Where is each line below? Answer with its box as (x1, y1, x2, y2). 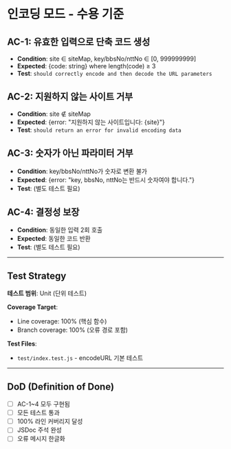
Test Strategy (7, 270, 67, 281)
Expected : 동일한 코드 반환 (16, 235, 91, 243)
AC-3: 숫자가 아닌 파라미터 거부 (7, 148, 134, 159)
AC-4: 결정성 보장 (7, 206, 80, 218)
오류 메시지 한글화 (16, 435, 65, 443)
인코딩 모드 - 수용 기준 (7, 6, 124, 22)
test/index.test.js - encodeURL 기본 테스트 (16, 354, 144, 362)
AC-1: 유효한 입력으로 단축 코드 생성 (7, 36, 151, 48)
